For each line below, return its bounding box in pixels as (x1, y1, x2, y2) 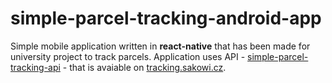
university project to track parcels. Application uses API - (10, 50, 246, 62)
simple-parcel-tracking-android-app (10, 7, 322, 30)
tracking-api (10, 61, 61, 73)
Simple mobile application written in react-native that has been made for (10, 40, 311, 52)
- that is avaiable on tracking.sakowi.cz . (62, 61, 227, 73)
